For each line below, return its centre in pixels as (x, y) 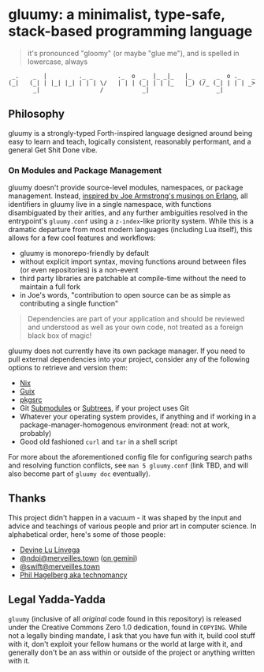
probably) (35, 434)
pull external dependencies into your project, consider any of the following (129, 359)
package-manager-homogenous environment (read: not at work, (125, 425)
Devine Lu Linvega (50, 550)
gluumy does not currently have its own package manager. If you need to (127, 351)
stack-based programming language (130, 31)
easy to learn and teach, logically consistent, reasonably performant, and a (130, 141)
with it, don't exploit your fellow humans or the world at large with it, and (125, 644)
